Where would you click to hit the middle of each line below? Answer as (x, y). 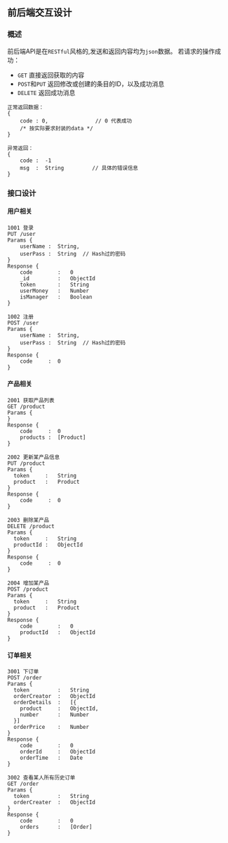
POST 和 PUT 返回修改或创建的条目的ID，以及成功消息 (91, 84)
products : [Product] (53, 438)
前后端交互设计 (40, 13)
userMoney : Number (55, 291)
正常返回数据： (26, 107)
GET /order (23, 784)
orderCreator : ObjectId (55, 697)
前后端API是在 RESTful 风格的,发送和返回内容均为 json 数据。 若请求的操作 (111, 51)
